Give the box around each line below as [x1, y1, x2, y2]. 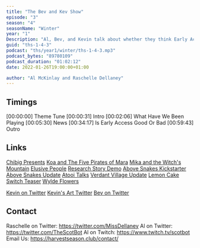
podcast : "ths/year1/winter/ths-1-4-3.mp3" [6, 48, 116, 54]
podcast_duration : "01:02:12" [6, 58, 82, 64]
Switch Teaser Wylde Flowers [6, 177, 79, 185]
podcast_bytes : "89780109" [6, 53, 73, 59]
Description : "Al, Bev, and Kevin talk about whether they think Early [6, 36, 187, 42]
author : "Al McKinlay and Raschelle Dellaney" [6, 75, 124, 81]
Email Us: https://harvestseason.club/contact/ [6, 235, 119, 242]
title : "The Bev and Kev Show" [6, 8, 84, 15]
